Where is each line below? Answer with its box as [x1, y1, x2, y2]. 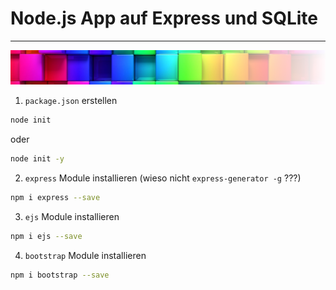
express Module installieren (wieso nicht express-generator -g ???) [24, 172, 302, 184]
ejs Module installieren [24, 210, 120, 222]
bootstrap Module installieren [24, 249, 147, 261]
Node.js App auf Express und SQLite [10, 7, 318, 30]
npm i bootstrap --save [10, 270, 110, 280]
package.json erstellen [24, 95, 118, 107]
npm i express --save [10, 192, 101, 202]
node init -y [10, 153, 65, 164]
